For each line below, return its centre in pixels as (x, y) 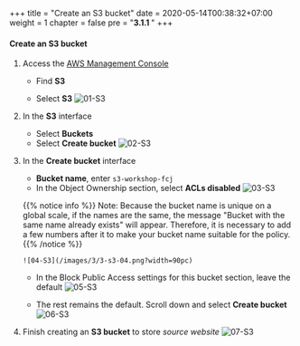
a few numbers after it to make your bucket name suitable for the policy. (156, 235)
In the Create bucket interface (79, 161)
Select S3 (54, 99)
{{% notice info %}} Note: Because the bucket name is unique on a (147, 206)
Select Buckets (65, 134)
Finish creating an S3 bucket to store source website (121, 332)
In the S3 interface (57, 116)
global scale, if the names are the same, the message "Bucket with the (154, 216)
